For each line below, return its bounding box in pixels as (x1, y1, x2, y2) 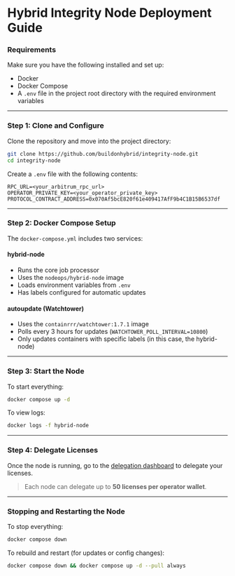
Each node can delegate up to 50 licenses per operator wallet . (24, 482, 207, 490)
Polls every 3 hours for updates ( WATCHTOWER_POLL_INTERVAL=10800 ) (17, 328, 208, 336)
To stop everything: (7, 522, 64, 530)
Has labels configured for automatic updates (17, 288, 146, 297)
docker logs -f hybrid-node (7, 422, 90, 429)
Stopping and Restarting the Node (7, 507, 126, 516)
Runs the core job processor (17, 266, 100, 274)
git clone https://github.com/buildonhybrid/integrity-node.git (7, 150, 199, 157)
